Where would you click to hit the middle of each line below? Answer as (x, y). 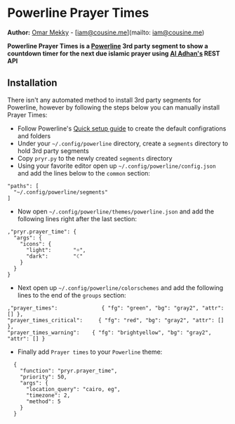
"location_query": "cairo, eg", (73, 389)
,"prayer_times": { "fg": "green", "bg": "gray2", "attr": (116, 308)
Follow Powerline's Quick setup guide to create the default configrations (122, 128)
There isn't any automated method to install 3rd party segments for (104, 100)
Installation (32, 83)
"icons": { (36, 244)
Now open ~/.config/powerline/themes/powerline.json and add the (116, 211)
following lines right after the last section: (77, 218)
